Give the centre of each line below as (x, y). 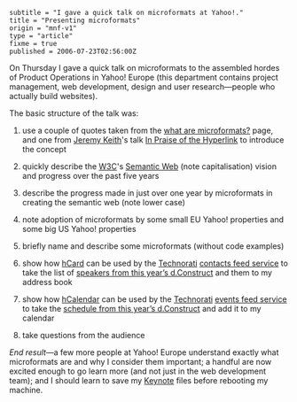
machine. (26, 390)
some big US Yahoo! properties (79, 229)
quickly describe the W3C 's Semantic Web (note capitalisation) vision (149, 166)
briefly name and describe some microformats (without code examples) (153, 246)
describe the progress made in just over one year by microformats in (147, 193)
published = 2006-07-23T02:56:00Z (73, 51)
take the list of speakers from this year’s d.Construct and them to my (147, 273)
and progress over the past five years (90, 176)
